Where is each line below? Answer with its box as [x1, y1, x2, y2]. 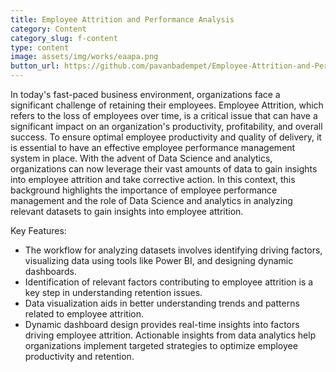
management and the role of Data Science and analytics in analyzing [10, 195, 293, 206]
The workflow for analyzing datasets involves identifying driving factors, [24, 244, 323, 256]
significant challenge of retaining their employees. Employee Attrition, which [10, 99, 324, 111]
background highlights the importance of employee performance [10, 184, 278, 196]
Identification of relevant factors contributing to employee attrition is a [24, 276, 314, 288]
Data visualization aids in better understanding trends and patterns [24, 297, 300, 309]
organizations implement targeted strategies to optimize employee [24, 340, 298, 351]
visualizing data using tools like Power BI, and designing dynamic [24, 255, 294, 266]
